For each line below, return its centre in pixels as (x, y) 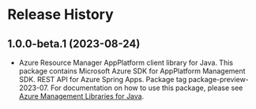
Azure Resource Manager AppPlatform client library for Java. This (126, 62)
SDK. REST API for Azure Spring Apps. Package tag (103, 79)
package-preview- (219, 79)
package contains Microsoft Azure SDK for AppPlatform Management (132, 71)
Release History (60, 15)
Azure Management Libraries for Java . (81, 96)
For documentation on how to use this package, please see (147, 88)
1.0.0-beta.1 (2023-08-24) (74, 44)
